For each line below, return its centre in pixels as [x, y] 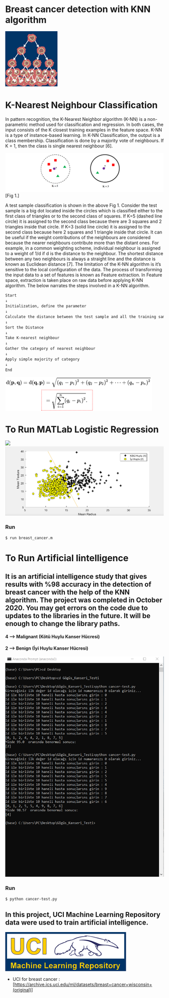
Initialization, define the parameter [46, 306]
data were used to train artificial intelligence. [77, 923]
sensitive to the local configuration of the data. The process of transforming [84, 270]
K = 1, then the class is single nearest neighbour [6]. [59, 146]
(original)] [23, 989]
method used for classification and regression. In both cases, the [96, 124]
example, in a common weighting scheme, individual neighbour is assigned [83, 248]
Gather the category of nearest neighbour [50, 349]
